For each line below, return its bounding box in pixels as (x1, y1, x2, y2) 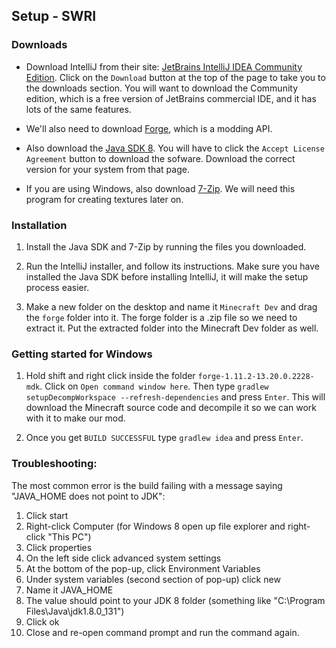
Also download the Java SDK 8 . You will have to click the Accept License (25, 142, 325, 154)
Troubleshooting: (11, 457, 98, 471)
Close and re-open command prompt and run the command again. (25, 626, 300, 638)
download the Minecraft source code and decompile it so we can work (25, 402, 317, 414)
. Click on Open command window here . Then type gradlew (39, 380, 269, 393)
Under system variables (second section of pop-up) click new (25, 573, 281, 585)
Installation (11, 218, 68, 232)
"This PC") (47, 530, 92, 543)
